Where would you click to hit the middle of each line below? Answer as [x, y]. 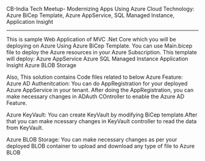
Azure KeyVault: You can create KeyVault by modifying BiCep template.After [102, 115]
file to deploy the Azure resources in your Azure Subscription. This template [102, 52]
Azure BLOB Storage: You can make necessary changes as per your [92, 139]
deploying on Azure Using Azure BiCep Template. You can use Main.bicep [99, 46]
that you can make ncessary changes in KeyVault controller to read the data [102, 121]
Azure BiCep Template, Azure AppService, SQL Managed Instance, [91, 15]
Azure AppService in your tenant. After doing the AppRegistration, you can [100, 90]
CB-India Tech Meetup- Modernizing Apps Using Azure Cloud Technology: [100, 9]
